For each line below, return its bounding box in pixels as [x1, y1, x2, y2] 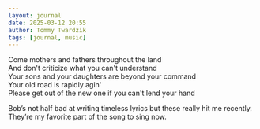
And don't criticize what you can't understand [8, 64, 157, 73]
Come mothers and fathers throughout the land [8, 55, 162, 64]
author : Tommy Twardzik [8, 26, 87, 34]
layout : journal [8, 11, 62, 20]
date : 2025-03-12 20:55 [8, 19, 87, 27]
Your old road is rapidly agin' [8, 80, 102, 90]
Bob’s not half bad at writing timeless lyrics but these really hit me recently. [8, 104, 253, 113]
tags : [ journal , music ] [8, 33, 87, 42]
